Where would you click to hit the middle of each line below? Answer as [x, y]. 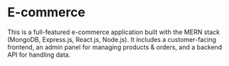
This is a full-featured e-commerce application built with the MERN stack [114, 32]
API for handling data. [39, 55]
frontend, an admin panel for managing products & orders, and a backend [115, 47]
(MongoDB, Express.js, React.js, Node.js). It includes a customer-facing [112, 39]
